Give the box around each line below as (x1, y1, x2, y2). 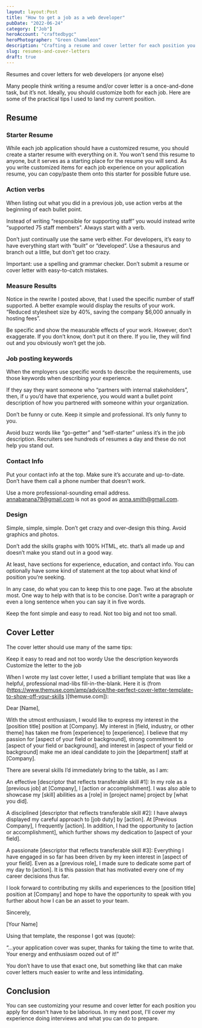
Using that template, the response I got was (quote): (6, 932, 136, 939)
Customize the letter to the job (6, 661, 82, 669)
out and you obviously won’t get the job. (6, 339, 106, 346)
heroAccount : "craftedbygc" (6, 31, 77, 38)
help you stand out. (6, 442, 54, 449)
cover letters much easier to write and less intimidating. (6, 968, 144, 975)
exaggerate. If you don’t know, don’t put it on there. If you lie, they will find (6, 332, 191, 340)
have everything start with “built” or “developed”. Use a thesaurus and (6, 242, 181, 249)
